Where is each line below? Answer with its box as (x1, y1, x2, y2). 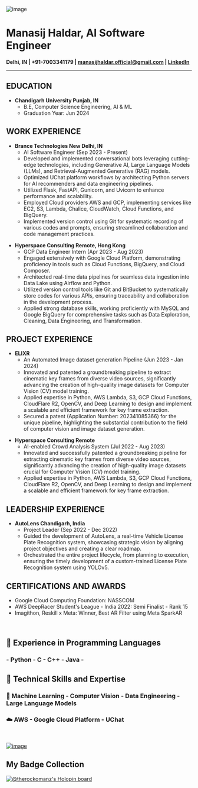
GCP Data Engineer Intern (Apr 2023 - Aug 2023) (23, 248, 143, 255)
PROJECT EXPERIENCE (6, 334, 93, 344)
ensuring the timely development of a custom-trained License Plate (23, 558, 187, 565)
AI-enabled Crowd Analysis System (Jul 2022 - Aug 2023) (23, 443, 166, 450)
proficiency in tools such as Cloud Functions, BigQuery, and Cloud (23, 260, 184, 267)
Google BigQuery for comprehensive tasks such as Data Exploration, (23, 311, 190, 318)
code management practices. (23, 230, 95, 237)
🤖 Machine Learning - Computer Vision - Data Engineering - (6, 692, 180, 700)
